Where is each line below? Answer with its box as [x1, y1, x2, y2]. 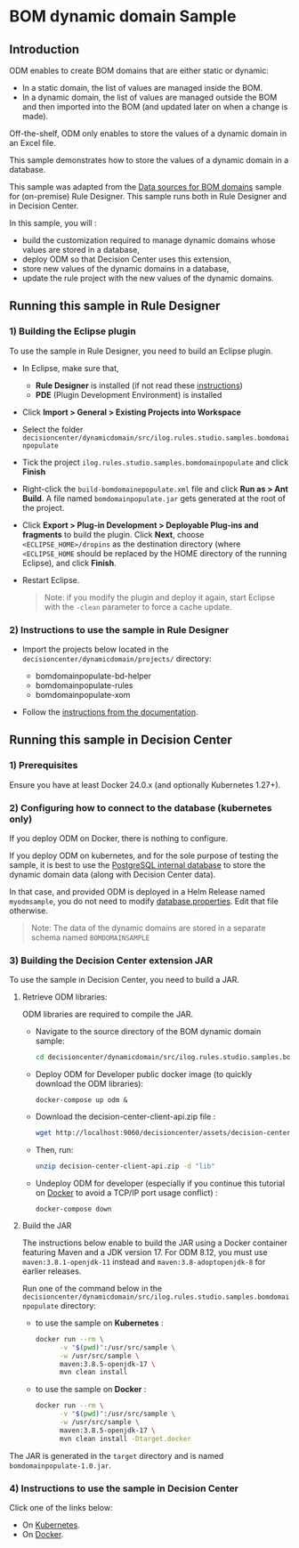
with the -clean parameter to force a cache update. [44, 601, 233, 612]
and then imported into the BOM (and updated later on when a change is [21, 101, 288, 112]
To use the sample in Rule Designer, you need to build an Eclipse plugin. [9, 345, 273, 356]
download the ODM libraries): [35, 1079, 144, 1090]
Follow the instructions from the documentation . [21, 706, 198, 717]
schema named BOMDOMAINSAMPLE [30, 932, 150, 943]
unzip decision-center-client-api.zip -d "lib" [35, 1162, 215, 1171]
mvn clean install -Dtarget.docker [59, 1434, 191, 1443]
